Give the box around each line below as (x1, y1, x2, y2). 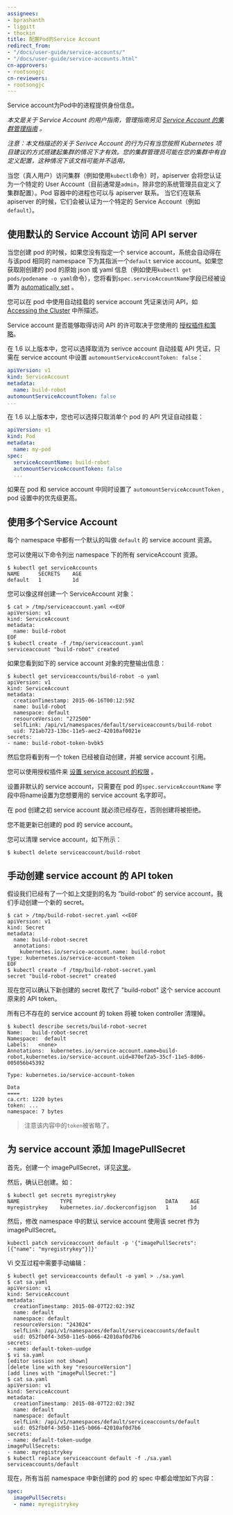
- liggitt (7, 23, 36, 30)
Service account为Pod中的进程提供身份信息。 (7, 101, 139, 110)
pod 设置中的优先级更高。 (7, 494, 81, 502)
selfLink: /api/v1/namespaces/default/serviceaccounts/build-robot (13, 721, 213, 729)
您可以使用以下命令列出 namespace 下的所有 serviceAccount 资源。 (7, 551, 202, 559)
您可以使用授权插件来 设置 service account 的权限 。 (7, 768, 157, 776)
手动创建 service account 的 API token (7, 869, 173, 882)
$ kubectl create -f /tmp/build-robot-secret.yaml (7, 966, 157, 973)
